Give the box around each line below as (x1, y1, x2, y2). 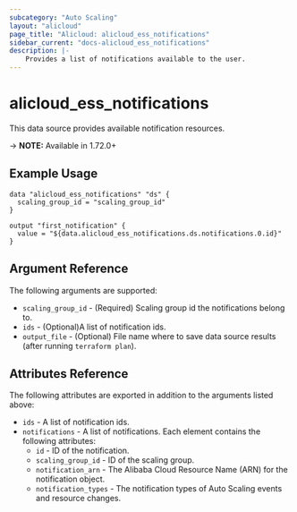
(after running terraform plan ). (21, 340, 137, 351)
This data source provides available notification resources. (9, 123, 225, 133)
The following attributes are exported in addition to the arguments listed (9, 390, 274, 401)
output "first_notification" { (9, 221, 126, 230)
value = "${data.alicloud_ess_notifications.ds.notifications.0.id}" (17, 229, 282, 238)
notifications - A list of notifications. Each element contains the (21, 426, 261, 437)
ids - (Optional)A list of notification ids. (21, 321, 166, 332)
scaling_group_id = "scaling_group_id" (17, 198, 166, 207)
